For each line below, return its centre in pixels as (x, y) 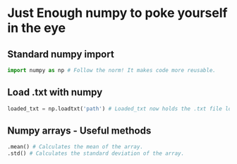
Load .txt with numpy (55, 92)
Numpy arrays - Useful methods (79, 130)
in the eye (36, 28)
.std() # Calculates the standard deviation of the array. (96, 153)
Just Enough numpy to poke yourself (117, 13)
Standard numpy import (61, 54)
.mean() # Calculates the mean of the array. (75, 147)
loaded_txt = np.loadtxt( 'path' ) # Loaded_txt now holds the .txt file (115, 109)
